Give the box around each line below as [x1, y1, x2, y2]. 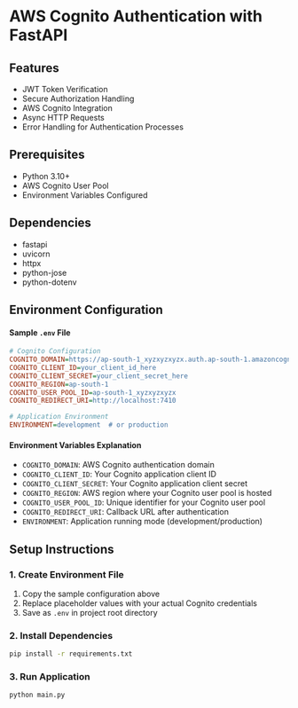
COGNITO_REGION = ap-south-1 [9, 380, 109, 389]
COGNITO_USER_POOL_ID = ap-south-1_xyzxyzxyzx [9, 388, 176, 397]
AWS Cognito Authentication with [9, 6, 263, 27]
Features [9, 60, 59, 75]
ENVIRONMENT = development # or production [9, 421, 169, 429]
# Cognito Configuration [9, 347, 101, 356]
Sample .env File [9, 326, 71, 338]
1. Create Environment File [9, 568, 124, 580]
